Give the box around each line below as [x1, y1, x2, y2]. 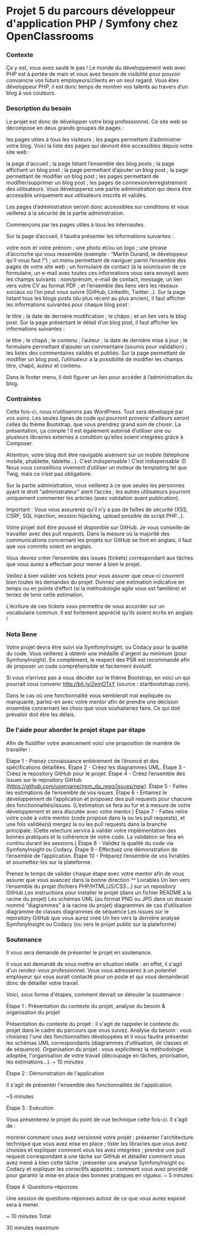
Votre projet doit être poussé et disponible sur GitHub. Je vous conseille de [6, 524, 190, 531]
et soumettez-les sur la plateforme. [6, 858, 92, 865]
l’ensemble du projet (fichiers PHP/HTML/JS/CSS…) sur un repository [6, 883, 176, 890]
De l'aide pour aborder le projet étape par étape [6, 726, 146, 734]
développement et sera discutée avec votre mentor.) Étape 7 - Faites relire [6, 808, 188, 815]
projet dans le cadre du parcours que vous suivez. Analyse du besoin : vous [6, 1027, 192, 1034]
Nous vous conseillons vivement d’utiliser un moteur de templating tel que [6, 464, 187, 471]
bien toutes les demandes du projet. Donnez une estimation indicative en [6, 578, 185, 586]
